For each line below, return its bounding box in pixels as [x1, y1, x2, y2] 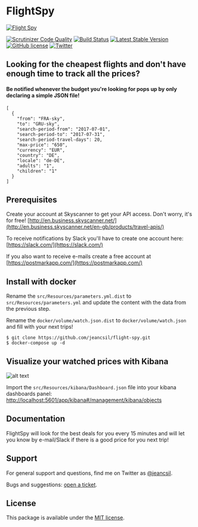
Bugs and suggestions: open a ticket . [6, 481, 97, 488]
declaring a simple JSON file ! [6, 92, 80, 99]
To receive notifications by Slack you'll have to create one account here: [6, 235, 184, 242]
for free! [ [6, 217, 30, 224]
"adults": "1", [17, 163, 55, 169]
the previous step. [6, 305, 51, 313]
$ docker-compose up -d [6, 340, 66, 346]
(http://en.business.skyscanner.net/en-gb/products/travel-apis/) [6, 223, 165, 231]
